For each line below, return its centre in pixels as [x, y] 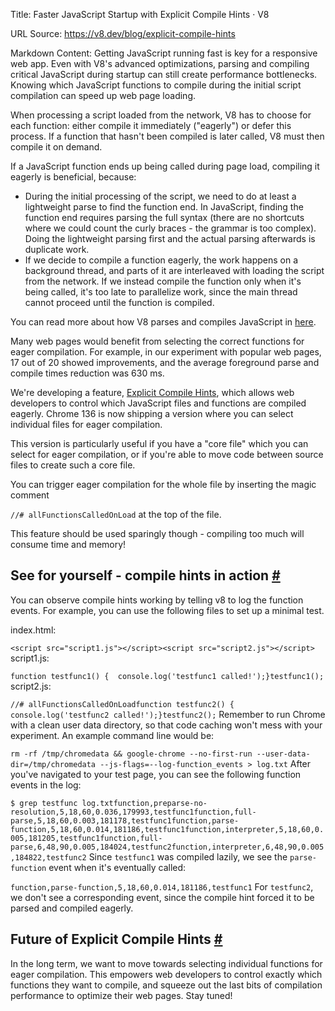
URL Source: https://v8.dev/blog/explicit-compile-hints [123, 33]
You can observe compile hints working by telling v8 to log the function [157, 600]
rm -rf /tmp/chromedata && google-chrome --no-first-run [131, 754]
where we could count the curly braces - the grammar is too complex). [170, 228]
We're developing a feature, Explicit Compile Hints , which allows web [152, 392]
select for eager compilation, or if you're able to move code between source [167, 454]
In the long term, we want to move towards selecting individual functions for [166, 963]
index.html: [33, 630]
